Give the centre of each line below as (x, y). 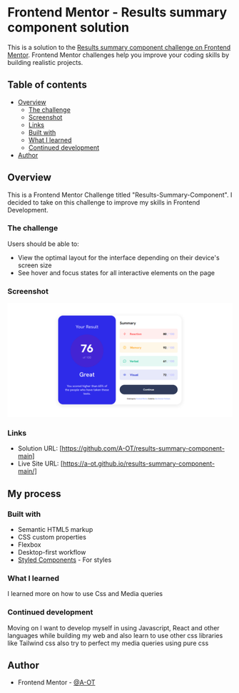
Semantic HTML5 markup (55, 530)
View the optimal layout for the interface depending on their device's (118, 257)
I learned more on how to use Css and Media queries (85, 594)
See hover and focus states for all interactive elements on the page (116, 272)
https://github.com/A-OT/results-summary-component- (143, 448)
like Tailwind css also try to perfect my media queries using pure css (108, 643)
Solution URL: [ (40, 448)
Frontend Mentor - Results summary (117, 12)
